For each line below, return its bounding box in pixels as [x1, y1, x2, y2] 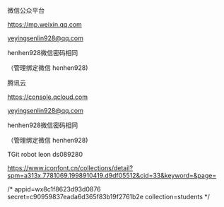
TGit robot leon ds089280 [7, 150, 83, 158]
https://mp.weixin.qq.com [7, 20, 83, 28]
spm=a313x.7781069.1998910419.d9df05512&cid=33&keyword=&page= [7, 172, 217, 179]
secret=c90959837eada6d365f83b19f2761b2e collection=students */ [7, 193, 211, 201]
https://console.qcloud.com [7, 93, 88, 101]
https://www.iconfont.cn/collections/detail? [7, 164, 133, 172]
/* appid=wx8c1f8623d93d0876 [7, 185, 101, 193]
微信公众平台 [7, 6, 45, 14]
